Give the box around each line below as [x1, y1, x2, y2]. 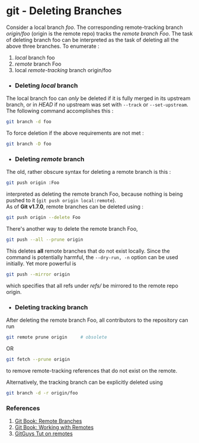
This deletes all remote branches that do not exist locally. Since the [6, 247, 170, 254]
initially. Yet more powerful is [6, 260, 76, 267]
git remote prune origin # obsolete [6, 334, 108, 341]
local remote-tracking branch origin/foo [14, 66, 112, 73]
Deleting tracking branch [14, 303, 88, 311]
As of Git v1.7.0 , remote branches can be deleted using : [6, 203, 144, 211]
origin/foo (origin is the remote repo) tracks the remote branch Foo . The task [6, 30, 193, 37]
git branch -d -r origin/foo [6, 390, 78, 396]
